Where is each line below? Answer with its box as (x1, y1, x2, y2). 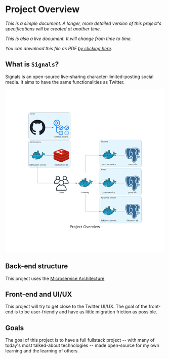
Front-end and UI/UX (5, 290, 72, 299)
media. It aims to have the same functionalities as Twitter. (5, 79, 125, 85)
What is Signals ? (5, 60, 59, 69)
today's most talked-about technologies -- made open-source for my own (5, 342, 159, 348)
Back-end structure (5, 262, 68, 271)
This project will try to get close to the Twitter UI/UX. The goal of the (5, 303, 148, 310)
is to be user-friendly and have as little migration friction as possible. (14, 309, 158, 315)
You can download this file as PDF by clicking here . (5, 45, 113, 51)
